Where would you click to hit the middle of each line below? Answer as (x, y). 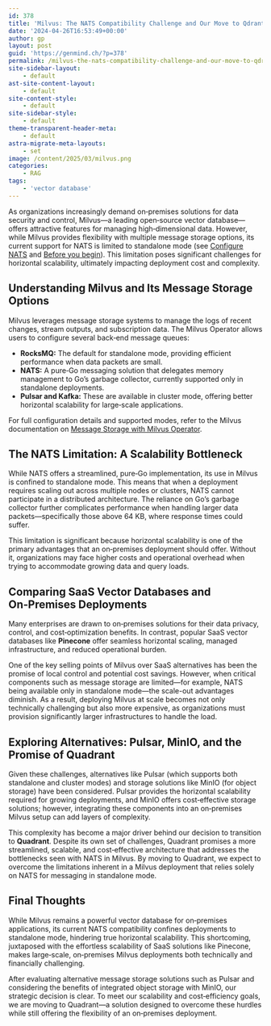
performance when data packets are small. (91, 362)
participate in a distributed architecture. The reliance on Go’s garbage (124, 499)
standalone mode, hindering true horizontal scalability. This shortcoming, (130, 937)
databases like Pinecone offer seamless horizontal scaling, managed (123, 641)
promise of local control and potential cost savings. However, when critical (132, 674)
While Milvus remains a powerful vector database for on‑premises (118, 920)
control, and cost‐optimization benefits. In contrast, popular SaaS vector (128, 632)
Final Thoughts (47, 901)
